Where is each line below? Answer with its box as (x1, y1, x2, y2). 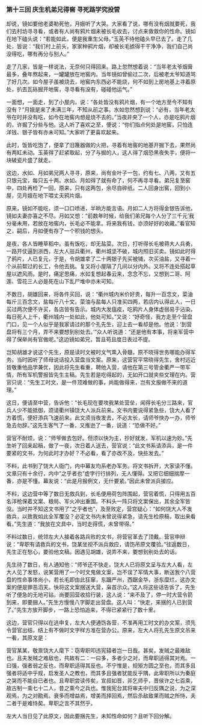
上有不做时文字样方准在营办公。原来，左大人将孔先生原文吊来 (43, 627, 196, 634)
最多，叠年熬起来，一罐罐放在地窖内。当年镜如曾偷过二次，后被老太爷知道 (6, 71, 191, 78)
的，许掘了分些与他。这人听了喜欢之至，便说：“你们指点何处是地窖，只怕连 (6, 121, 194, 128)
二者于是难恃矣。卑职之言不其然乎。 (6, 700, 96, 707)
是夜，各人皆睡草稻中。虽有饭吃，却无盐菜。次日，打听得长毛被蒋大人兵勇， (6, 240, 196, 248)
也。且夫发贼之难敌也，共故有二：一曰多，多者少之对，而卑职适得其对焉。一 (6, 654, 196, 662)
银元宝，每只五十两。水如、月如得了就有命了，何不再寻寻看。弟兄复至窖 (11, 177, 191, 184)
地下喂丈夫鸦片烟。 (37, 192, 85, 199)
